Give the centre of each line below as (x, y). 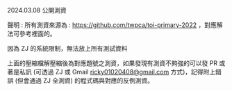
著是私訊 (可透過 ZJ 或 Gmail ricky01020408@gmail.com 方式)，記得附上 (111, 72)
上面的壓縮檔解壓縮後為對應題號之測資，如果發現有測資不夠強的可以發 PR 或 (116, 63)
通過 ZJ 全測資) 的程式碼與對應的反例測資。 (92, 81)
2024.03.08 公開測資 (37, 10)
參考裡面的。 (38, 34)
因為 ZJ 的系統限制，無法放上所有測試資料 (67, 48)
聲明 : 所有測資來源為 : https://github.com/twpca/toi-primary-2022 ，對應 (112, 25)
